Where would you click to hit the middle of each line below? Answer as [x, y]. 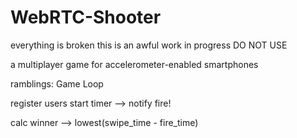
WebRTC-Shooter [86, 17]
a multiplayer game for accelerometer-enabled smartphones [134, 64]
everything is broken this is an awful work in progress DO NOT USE [149, 45]
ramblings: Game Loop [57, 83]
